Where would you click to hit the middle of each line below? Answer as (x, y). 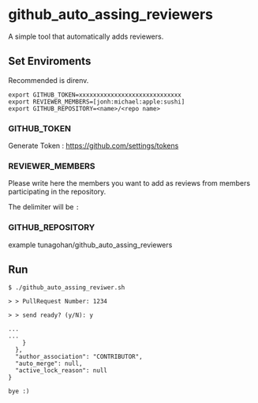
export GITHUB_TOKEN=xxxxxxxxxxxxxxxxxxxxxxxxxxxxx (95, 95)
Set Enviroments (50, 61)
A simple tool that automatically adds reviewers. (86, 36)
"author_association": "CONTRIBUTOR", (79, 357)
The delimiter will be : (44, 207)
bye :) (19, 392)
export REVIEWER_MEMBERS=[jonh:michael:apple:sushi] (97, 102)
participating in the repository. (57, 192)
